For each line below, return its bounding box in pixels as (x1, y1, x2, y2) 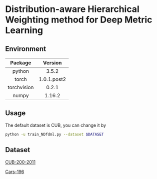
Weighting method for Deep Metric (5, 14, 152, 25)
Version (42, 59, 62, 66)
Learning (5, 25, 43, 36)
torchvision (7, 84, 34, 91)
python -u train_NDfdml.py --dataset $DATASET (5, 132, 104, 137)
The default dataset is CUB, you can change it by (5, 122, 106, 128)
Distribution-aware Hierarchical (5, 3, 140, 15)
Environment (5, 44, 46, 53)
